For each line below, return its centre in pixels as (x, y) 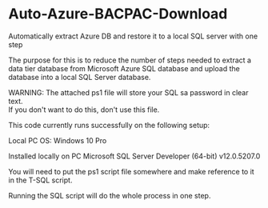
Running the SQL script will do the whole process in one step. (110, 195)
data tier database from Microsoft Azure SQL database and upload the (124, 68)
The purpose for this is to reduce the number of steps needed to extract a (130, 60)
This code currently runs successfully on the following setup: (109, 125)
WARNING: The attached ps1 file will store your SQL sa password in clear (128, 92)
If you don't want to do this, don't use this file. (84, 110)
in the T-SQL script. (40, 180)
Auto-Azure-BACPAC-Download (118, 14)
